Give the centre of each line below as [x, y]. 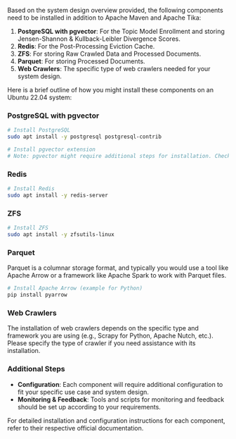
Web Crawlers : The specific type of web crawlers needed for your [114, 69]
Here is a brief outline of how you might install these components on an [111, 90]
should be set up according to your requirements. [89, 407]
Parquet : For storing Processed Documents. [81, 61]
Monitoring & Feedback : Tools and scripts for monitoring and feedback [121, 399]
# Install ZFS [28, 228]
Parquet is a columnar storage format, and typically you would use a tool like [118, 268]
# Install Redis [31, 189]
